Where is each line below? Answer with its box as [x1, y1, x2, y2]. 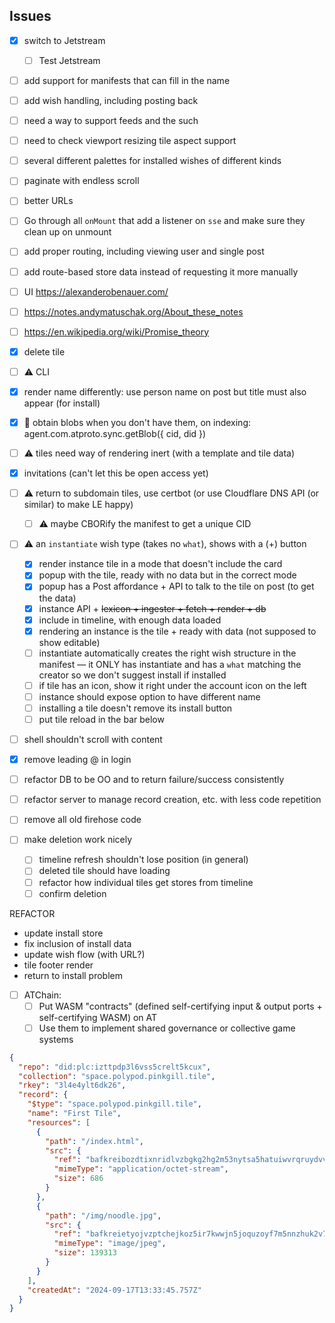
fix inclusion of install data [23, 937, 132, 949]
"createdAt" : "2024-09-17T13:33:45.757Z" [27, 1285, 202, 1295]
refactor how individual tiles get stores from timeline [38, 876, 254, 888]
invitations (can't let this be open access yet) [23, 467, 209, 479]
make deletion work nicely [23, 834, 133, 846]
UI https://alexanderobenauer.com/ [23, 285, 169, 298]
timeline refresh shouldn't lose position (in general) [38, 854, 249, 866]
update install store [23, 927, 104, 939]
